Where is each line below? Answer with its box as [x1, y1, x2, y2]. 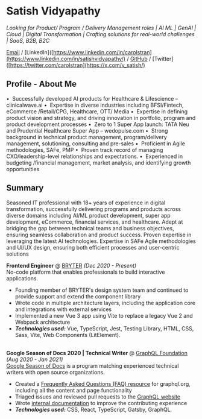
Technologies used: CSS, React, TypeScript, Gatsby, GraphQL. [14, 406, 172, 413]
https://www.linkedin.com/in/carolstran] [53, 48, 152, 55]
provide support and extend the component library [14, 292, 141, 300]
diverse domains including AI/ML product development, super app [6, 212, 171, 219]
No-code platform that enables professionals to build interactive [6, 268, 165, 276]
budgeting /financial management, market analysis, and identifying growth [6, 159, 191, 166]
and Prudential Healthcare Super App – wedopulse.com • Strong [6, 127, 168, 134]
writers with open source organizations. [6, 368, 105, 376]
